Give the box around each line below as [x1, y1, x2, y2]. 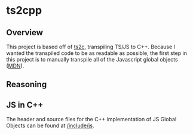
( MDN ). [6, 62, 24, 69]
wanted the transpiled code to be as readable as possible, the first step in [6, 50, 187, 57]
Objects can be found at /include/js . [6, 122, 94, 129]
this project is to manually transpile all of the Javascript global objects [6, 56, 178, 63]
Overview [6, 27, 44, 38]
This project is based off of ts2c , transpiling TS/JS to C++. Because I [6, 43, 175, 50]
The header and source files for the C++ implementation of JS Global [6, 116, 177, 123]
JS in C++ [6, 100, 44, 110]
